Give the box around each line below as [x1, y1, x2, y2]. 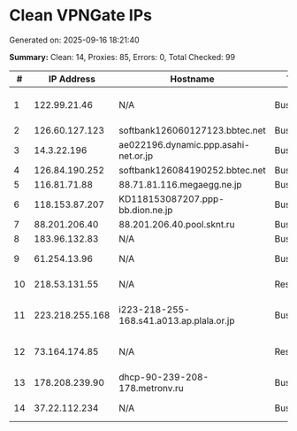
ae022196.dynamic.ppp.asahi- [118, 138, 250, 150]
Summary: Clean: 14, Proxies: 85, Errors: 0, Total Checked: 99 [9, 51, 236, 62]
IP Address [48, 73, 95, 85]
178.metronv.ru [118, 381, 184, 394]
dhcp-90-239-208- [118, 371, 209, 383]
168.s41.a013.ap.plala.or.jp [118, 314, 235, 327]
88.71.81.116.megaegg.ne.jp [118, 178, 242, 190]
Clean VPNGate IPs [9, 5, 153, 26]
